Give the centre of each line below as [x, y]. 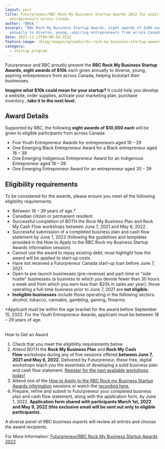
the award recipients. [27, 427]
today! [19, 376]
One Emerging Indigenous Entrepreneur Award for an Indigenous [78, 159]
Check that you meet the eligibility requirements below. [68, 344]
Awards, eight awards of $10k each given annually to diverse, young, [76, 70]
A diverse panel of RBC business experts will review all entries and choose [81, 422]
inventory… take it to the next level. [41, 100]
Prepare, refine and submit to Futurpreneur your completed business [82, 391]
